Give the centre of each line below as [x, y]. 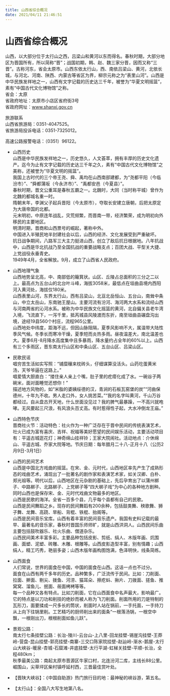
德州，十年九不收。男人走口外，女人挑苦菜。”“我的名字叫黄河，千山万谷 [87, 396]
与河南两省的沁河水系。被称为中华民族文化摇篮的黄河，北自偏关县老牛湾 [88, 309]
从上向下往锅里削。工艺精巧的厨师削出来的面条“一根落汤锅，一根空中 [84, 612]
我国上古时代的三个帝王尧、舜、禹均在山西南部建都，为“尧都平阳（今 [84, 178]
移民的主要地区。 [30, 222]
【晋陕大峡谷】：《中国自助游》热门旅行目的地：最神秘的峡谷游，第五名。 [88, 678]
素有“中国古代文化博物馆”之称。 [38, 88]
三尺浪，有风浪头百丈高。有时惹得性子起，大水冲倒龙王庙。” [101, 408]
